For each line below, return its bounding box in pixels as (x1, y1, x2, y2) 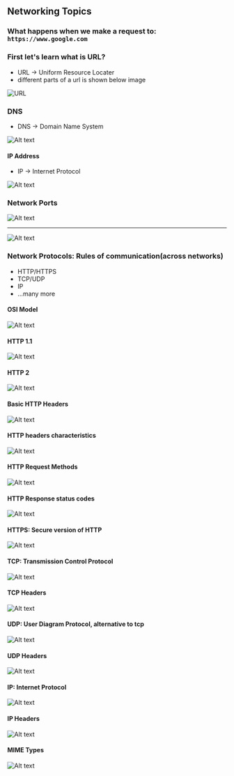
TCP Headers (7, 588, 47, 597)
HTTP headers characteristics (7, 432, 96, 440)
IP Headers (7, 714, 40, 722)
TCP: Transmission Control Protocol (7, 557, 114, 565)
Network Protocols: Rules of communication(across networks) (7, 251, 224, 261)
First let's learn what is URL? (7, 52, 106, 62)
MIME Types (7, 746, 44, 754)
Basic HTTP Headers (7, 400, 68, 408)
